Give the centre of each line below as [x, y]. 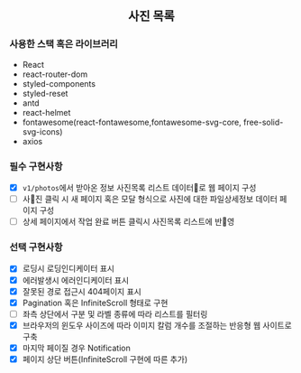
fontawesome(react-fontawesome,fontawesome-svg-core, [132, 122]
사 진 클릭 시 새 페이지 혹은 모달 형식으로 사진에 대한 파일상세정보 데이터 [150, 199]
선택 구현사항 [36, 247]
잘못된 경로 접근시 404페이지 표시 [82, 291]
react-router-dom [55, 74]
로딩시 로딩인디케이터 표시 [68, 268]
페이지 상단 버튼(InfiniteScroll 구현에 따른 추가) [105, 359]
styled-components [59, 83]
